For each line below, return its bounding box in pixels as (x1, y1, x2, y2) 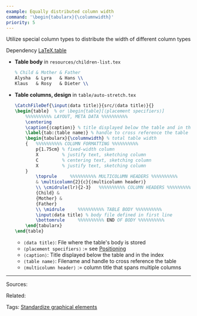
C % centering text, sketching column (36, 157, 152, 163)
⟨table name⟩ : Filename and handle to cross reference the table (23, 258, 177, 264)
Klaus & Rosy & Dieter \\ (14, 80, 89, 87)
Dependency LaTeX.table (6, 47, 67, 54)
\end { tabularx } (25, 223, 63, 229)
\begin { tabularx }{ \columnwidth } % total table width (25, 136, 157, 142)
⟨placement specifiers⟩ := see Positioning (23, 245, 126, 252)
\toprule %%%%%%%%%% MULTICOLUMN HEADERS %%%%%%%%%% (36, 174, 178, 180)
